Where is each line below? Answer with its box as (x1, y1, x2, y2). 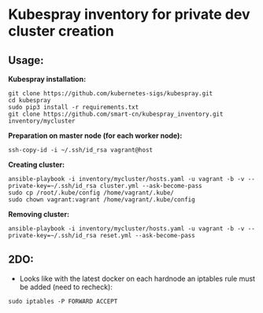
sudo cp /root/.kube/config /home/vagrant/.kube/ (8, 189, 175, 197)
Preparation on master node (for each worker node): (8, 131, 183, 140)
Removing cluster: (8, 210, 69, 219)
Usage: (8, 53, 45, 67)
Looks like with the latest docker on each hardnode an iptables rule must (19, 274, 256, 283)
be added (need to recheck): (19, 282, 113, 292)
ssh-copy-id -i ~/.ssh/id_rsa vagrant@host (8, 146, 154, 154)
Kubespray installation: (8, 75, 87, 83)
